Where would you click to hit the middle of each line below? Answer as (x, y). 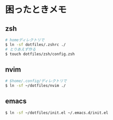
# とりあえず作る (20, 49)
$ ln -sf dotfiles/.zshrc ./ (35, 44)
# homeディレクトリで (25, 40)
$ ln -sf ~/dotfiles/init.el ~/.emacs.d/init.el (57, 112)
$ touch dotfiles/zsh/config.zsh (40, 54)
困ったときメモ (36, 10)
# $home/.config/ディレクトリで (36, 81)
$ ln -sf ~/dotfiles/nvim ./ (35, 86)
